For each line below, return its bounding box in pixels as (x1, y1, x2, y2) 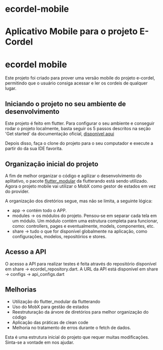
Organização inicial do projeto (5, 160, 99, 168)
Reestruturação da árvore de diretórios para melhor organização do (12, 309, 149, 315)
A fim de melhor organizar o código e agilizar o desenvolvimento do (5, 173, 142, 179)
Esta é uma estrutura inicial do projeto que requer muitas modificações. (5, 334, 149, 340)
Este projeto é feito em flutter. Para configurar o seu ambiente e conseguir (5, 120, 155, 126)
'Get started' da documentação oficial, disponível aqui (5, 131, 114, 137)
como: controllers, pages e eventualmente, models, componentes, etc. (12, 223, 155, 229)
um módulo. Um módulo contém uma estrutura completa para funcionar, (12, 217, 158, 224)
